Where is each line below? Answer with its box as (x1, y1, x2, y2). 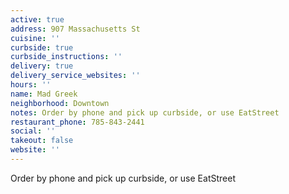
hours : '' (10, 80, 52, 90)
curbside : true (10, 42, 74, 53)
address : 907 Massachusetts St (10, 24, 141, 34)
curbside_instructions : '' (10, 52, 123, 62)
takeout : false (10, 136, 74, 146)
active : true (10, 14, 65, 25)
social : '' (10, 126, 56, 136)
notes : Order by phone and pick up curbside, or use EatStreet (10, 107, 280, 118)
